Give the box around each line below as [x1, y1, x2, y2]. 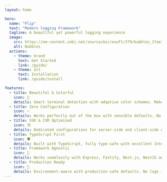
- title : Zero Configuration [9, 104, 70, 109]
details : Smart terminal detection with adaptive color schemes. [13, 99, 153, 105]
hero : [4, 16, 16, 21]
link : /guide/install [17, 77, 63, 82]
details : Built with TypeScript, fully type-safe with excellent [13, 141, 153, 146]
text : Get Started [17, 58, 56, 63]
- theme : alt [13, 67, 41, 72]
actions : [9, 48, 27, 54]
